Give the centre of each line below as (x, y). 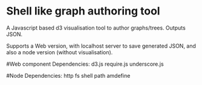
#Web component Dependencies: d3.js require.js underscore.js (85, 64)
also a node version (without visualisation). (60, 52)
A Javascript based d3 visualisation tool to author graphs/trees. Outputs (96, 28)
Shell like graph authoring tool (83, 11)
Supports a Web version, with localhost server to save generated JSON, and (101, 46)
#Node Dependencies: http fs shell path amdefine (68, 75)
